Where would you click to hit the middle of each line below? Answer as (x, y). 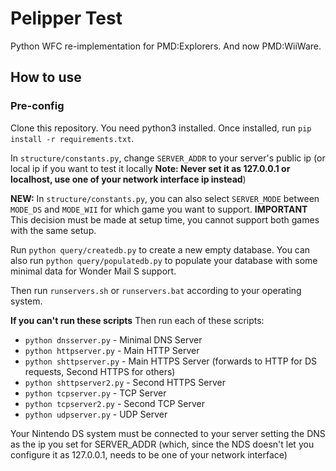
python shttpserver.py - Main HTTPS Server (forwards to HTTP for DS (171, 361)
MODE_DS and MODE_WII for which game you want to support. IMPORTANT (159, 209)
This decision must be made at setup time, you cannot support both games (165, 219)
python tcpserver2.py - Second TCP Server (115, 403)
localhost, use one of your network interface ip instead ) (128, 179)
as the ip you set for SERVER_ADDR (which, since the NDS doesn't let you (162, 444)
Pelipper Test (66, 18)
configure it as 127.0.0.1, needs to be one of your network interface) (149, 454)
